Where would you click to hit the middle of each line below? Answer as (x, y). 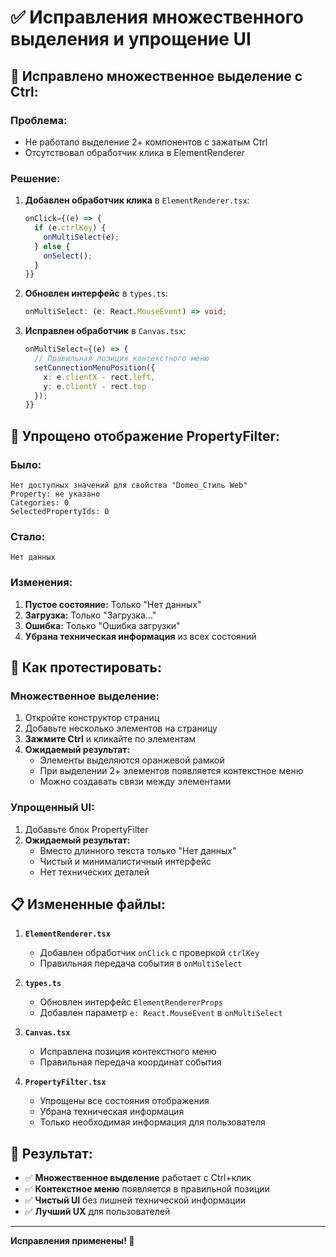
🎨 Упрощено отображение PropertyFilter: (145, 436)
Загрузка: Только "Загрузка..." (90, 615)
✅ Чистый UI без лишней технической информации (135, 1200)
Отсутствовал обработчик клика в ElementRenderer (134, 152)
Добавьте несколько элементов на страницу (121, 728)
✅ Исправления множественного (157, 17)
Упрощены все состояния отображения (124, 1101)
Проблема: (39, 120)
